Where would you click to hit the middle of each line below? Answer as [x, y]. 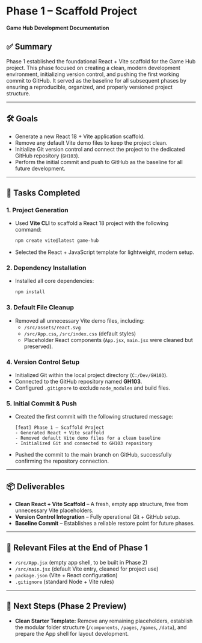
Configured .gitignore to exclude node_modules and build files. [92, 388]
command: [28, 230]
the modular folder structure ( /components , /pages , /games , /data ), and [101, 627]
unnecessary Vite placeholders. [54, 510]
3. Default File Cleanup [40, 308]
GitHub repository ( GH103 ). [47, 156]
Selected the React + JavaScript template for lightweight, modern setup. [104, 252]
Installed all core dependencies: [54, 281]
